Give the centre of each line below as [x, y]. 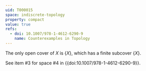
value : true [18, 24]
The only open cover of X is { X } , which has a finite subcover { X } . [73, 53]
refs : [11, 29]
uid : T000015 [19, 10]
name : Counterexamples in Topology [52, 39]
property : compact [25, 19]
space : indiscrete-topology [35, 15]
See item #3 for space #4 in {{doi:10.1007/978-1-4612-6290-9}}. [73, 63]
